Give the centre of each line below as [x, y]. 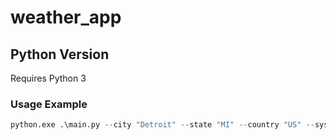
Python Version [60, 54]
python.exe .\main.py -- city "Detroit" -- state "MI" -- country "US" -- [162, 125]
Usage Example [49, 104]
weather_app [66, 17]
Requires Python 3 [48, 78]
